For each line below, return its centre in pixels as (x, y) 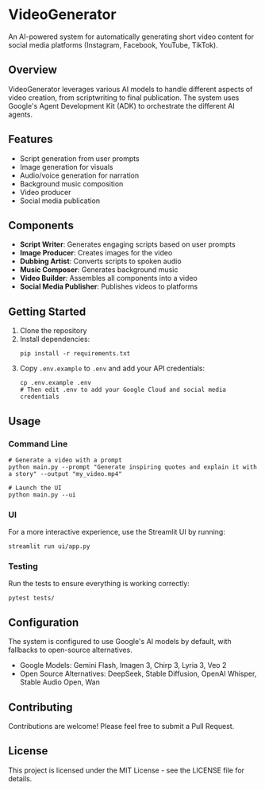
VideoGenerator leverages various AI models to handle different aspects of (131, 89)
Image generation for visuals (66, 167)
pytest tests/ (32, 598)
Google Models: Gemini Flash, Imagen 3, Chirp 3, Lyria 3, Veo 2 (123, 665)
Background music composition (71, 183)
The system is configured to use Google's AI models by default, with (120, 642)
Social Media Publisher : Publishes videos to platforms (109, 286)
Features (31, 139)
